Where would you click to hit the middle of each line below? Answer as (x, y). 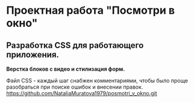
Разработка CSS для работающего (75, 45)
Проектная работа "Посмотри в (91, 10)
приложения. (33, 54)
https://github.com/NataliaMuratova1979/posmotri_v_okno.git (82, 93)
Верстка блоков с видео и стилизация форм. (66, 69)
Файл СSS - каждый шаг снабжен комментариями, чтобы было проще (97, 81)
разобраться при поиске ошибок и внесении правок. (75, 87)
